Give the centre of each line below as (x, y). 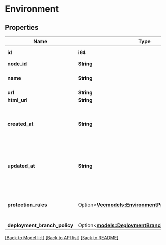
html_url (18, 100)
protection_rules (28, 205)
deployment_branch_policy (40, 225)
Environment (32, 9)
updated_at (21, 166)
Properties (22, 27)
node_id (17, 64)
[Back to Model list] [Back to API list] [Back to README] (62, 238)
